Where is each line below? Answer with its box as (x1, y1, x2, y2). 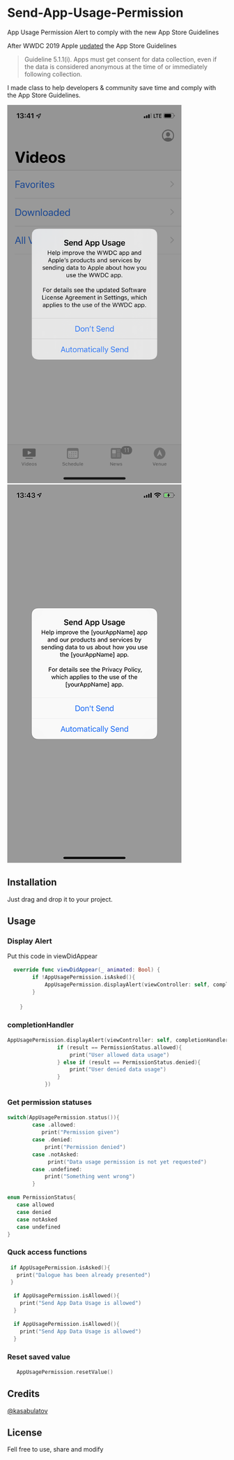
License (7, 1426, 42, 1438)
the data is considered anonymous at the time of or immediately (24, 62, 208, 71)
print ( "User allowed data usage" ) (69, 1051, 170, 1058)
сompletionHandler (7, 1020, 75, 1029)
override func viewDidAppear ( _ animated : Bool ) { (13, 967, 160, 974)
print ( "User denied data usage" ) (69, 1066, 167, 1074)
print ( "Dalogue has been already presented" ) (16, 1271, 151, 1278)
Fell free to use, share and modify (7, 1445, 104, 1454)
